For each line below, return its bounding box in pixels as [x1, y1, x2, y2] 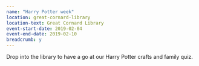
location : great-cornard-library [6, 14, 91, 20]
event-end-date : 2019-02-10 [6, 31, 77, 37]
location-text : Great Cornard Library [6, 20, 104, 26]
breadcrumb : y [6, 37, 42, 43]
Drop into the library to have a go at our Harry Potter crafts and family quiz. [6, 53, 194, 60]
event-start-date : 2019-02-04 [6, 25, 83, 32]
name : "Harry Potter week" [6, 8, 74, 15]
